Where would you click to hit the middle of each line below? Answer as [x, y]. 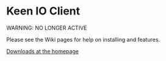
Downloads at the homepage [43, 51]
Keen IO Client [43, 11]
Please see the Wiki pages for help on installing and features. [83, 39]
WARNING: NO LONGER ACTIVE [47, 28]
